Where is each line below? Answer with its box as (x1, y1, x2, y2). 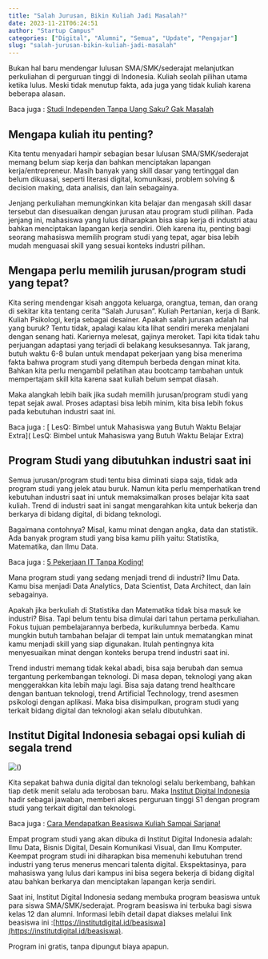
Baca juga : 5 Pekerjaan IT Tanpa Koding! (8, 557, 144, 566)
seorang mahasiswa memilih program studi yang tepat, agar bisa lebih (8, 232, 240, 242)
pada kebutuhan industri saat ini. (8, 406, 116, 416)
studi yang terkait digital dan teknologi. (8, 803, 137, 813)
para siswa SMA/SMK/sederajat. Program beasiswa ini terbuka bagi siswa (8, 901, 252, 910)
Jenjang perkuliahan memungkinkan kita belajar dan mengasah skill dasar (8, 198, 252, 208)
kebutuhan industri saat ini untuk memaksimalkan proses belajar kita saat (8, 492, 250, 501)
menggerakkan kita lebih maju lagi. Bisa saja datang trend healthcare (8, 680, 236, 689)
